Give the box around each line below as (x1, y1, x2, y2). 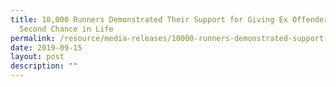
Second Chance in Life (19, 24, 114, 34)
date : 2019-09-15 (10, 42, 83, 53)
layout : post (10, 52, 65, 62)
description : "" (10, 61, 78, 71)
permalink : (10, 33, 56, 43)
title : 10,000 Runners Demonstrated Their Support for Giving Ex (10, 14, 288, 25)
